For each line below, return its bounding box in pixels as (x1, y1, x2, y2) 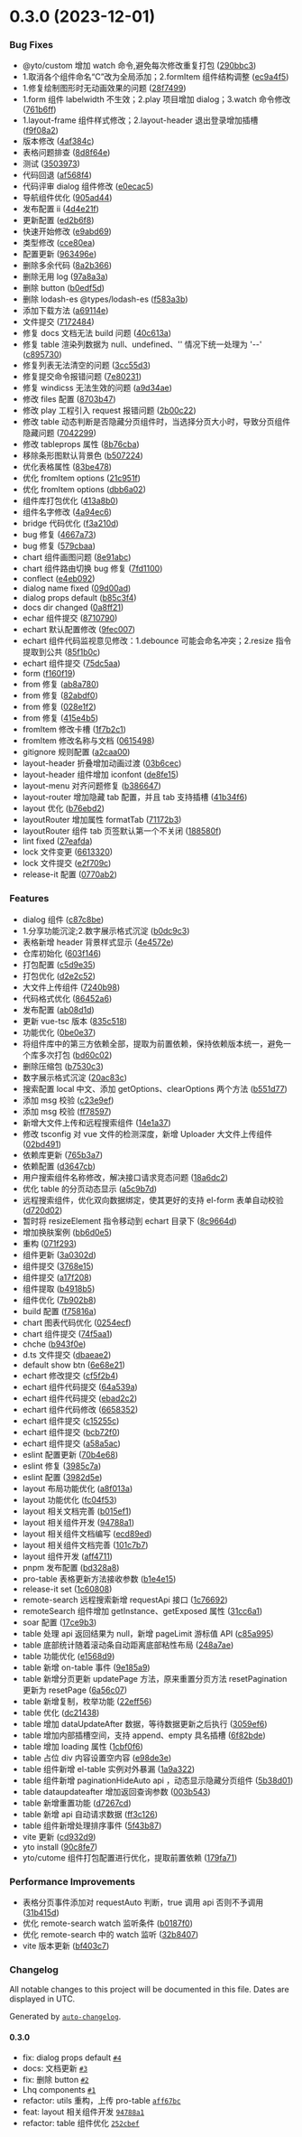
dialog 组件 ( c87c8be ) (22, 914, 105, 925)
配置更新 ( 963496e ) (22, 248, 97, 259)
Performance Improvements (9, 1875, 136, 1888)
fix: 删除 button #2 (22, 2074, 89, 2085)
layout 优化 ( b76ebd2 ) (22, 803, 105, 814)
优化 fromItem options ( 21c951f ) (22, 472, 142, 484)
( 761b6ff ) (22, 104, 57, 115)
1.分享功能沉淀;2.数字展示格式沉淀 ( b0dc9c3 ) (22, 925, 190, 936)
